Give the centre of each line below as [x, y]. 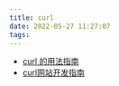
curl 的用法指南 [50, 62]
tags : [19, 34]
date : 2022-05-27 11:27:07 [60, 26]
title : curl [32, 18]
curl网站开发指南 [53, 72]
